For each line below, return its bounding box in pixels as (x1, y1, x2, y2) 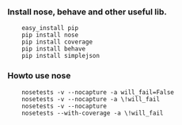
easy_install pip (21, 25, 79, 32)
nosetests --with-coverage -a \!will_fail (21, 109, 164, 117)
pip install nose (21, 31, 79, 40)
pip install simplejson (21, 52, 100, 60)
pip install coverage (21, 38, 93, 46)
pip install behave (21, 45, 86, 53)
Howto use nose (7, 70, 71, 81)
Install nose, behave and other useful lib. (7, 6, 167, 17)
